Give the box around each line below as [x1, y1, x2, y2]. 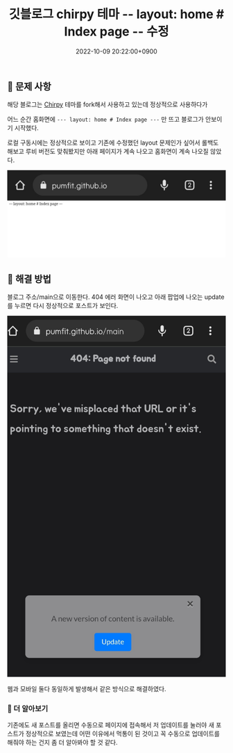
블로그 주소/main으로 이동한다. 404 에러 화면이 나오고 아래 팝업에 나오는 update [7, 293, 225, 301]
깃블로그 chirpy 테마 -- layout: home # [8, 6, 225, 22]
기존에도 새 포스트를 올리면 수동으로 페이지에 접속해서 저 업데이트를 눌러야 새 [7, 721, 215, 729]
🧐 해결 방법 [7, 273, 52, 285]
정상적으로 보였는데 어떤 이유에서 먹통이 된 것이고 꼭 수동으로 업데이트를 [25, 729, 221, 738]
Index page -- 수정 [64, 24, 169, 40]
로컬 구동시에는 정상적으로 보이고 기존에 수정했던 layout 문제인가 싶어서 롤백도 [7, 138, 219, 147]
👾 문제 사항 [7, 81, 52, 92]
